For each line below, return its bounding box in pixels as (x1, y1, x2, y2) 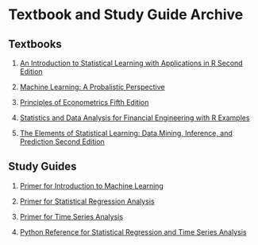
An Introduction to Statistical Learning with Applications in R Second (19, 58, 244, 68)
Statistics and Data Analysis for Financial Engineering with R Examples (19, 113, 250, 122)
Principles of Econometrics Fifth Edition (19, 98, 149, 107)
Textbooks (8, 37, 62, 51)
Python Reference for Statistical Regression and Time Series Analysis (19, 227, 247, 236)
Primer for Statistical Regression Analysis (19, 196, 155, 206)
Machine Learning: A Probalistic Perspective (19, 82, 165, 91)
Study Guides (8, 160, 77, 173)
